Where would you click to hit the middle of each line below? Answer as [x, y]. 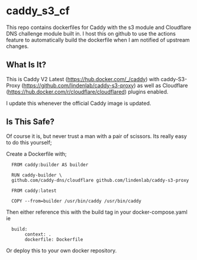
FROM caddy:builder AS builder [50, 165]
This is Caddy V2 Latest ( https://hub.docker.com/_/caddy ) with [83, 79]
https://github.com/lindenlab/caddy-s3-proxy [79, 85]
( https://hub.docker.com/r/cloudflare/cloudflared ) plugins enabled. [87, 92]
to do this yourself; [29, 142]
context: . [38, 234]
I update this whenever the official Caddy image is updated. [79, 103]
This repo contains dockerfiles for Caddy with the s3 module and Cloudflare [98, 27]
